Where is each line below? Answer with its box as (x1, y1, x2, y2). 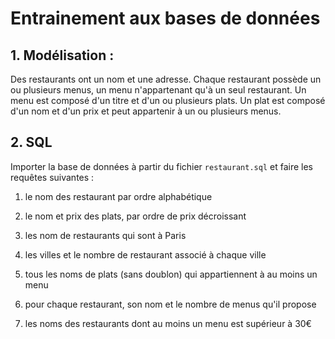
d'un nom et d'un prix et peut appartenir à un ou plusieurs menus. (10, 105, 282, 117)
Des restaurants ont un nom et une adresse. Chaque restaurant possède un (10, 73, 322, 85)
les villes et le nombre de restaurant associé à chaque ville (24, 248, 267, 261)
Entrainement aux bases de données (10, 7, 321, 30)
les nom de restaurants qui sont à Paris (24, 229, 187, 241)
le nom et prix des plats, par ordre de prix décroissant (24, 210, 247, 222)
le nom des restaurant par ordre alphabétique (24, 190, 213, 202)
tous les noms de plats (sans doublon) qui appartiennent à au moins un (24, 268, 318, 280)
